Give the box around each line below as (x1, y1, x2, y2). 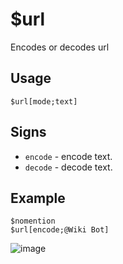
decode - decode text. (24, 161, 113, 173)
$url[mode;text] (10, 96, 78, 107)
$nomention (10, 216, 56, 227)
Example (10, 189, 66, 207)
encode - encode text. (24, 150, 113, 162)
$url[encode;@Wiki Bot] (10, 225, 110, 235)
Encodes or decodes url (10, 41, 110, 53)
